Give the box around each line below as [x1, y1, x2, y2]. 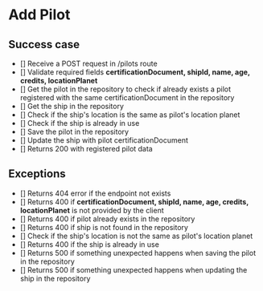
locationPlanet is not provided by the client [19, 205, 165, 215]
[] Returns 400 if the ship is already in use [19, 239, 159, 249]
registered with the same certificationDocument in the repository [19, 93, 235, 102]
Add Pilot [8, 6, 71, 24]
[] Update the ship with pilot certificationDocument [19, 135, 189, 145]
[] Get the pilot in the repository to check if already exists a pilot [19, 84, 232, 94]
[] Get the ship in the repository [19, 102, 125, 111]
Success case [8, 38, 80, 51]
